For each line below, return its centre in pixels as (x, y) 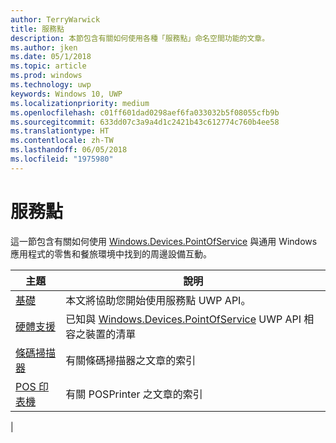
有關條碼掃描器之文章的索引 (131, 360)
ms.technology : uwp (51, 85)
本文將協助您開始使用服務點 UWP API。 (158, 300)
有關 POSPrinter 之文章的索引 (134, 394)
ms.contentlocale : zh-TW (62, 141)
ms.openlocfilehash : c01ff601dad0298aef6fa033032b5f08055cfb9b (145, 112)
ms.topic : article (48, 66)
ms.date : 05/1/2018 (51, 57)
